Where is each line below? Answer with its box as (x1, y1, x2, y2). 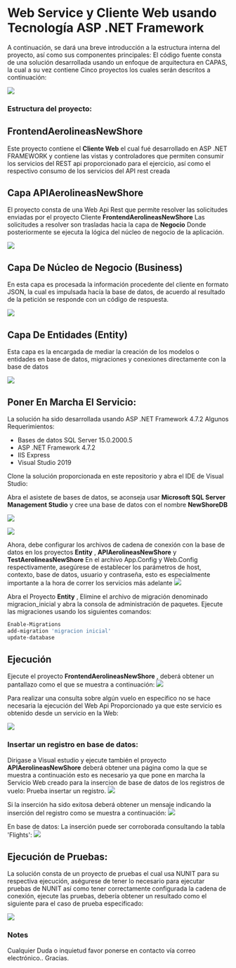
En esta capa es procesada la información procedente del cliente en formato (7, 280, 229, 289)
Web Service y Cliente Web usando (7, 5, 217, 21)
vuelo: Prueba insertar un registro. (7, 786, 107, 795)
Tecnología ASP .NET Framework (7, 20, 204, 36)
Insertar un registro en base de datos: (7, 740, 138, 750)
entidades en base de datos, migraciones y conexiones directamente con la (7, 355, 226, 364)
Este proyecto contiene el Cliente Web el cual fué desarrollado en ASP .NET (7, 144, 228, 153)
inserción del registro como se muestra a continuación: (7, 808, 166, 817)
